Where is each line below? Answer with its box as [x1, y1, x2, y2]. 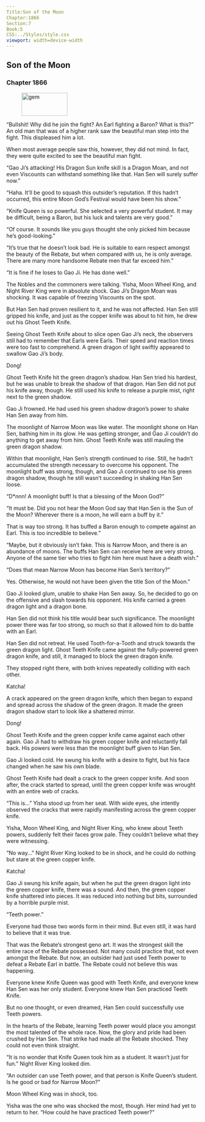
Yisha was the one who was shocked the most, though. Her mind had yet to [6, 1102, 196, 1109]
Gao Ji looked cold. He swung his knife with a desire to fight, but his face [6, 756, 190, 763]
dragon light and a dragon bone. [6, 602, 87, 610]
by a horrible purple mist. [6, 899, 70, 906]
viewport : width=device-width [6, 37, 84, 43]
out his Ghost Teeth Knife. [6, 318, 72, 326]
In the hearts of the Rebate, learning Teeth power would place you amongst [6, 1022, 196, 1029]
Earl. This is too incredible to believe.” [6, 529, 101, 536]
